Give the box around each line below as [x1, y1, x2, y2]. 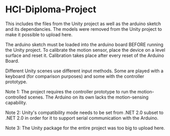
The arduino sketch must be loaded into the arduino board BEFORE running [5, 41, 163, 47]
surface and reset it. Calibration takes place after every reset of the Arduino [5, 52, 164, 59]
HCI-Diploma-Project [5, 4, 96, 15]
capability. [5, 99, 27, 106]
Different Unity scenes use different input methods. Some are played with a [5, 68, 164, 74]
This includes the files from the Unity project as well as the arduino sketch [5, 21, 161, 27]
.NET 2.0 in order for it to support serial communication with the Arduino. [5, 114, 159, 121]
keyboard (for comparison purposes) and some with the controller [5, 73, 144, 79]
